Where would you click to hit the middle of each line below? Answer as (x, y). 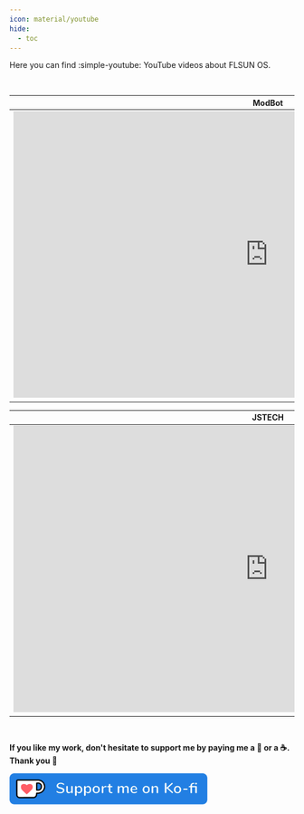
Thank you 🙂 (33, 761)
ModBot (268, 102)
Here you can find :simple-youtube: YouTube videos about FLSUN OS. (140, 65)
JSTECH (268, 418)
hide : (19, 29)
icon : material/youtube (54, 19)
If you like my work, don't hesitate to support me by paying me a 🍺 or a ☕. (149, 747)
